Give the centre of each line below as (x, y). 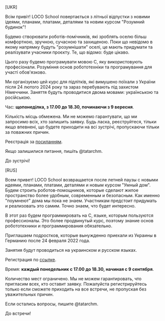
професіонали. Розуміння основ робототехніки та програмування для (79, 67)
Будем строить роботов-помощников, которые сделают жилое (72, 190)
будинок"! (16, 27)
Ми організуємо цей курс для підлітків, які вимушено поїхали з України (80, 82)
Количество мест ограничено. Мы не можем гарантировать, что (73, 279)
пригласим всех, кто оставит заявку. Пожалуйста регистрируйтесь (76, 284)
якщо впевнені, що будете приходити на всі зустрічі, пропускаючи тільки (82, 127)
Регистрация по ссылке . (31, 260)
